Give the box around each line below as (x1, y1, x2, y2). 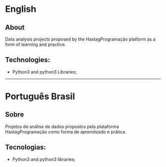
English (5, 3, 37, 15)
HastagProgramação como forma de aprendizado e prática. (5, 128, 126, 134)
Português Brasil (5, 91, 75, 102)
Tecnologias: (5, 143, 46, 152)
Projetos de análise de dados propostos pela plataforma (5, 124, 119, 129)
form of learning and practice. (5, 42, 66, 47)
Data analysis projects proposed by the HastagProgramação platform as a (5, 36, 156, 42)
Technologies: (5, 56, 50, 64)
